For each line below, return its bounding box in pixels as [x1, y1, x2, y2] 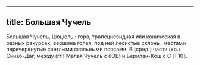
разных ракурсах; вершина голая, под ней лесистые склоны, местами [6, 39, 186, 46]
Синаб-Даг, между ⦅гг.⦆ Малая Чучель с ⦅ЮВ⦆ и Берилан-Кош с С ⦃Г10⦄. [6, 52, 188, 59]
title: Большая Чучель [6, 17, 92, 27]
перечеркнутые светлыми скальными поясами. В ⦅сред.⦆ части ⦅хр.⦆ [6, 45, 180, 53]
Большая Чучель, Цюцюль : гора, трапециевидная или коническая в [6, 33, 180, 40]
